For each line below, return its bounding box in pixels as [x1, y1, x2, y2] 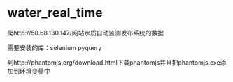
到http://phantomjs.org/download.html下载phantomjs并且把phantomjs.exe [7, 58, 220, 67]
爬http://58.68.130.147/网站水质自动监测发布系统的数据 [7, 28, 164, 37]
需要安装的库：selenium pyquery [7, 43, 102, 51]
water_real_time [7, 5, 103, 21]
